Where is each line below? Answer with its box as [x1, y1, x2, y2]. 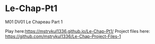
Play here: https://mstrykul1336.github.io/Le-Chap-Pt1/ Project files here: [5, 28, 150, 34]
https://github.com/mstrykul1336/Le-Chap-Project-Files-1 [5, 33, 121, 39]
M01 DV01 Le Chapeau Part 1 [5, 19, 63, 25]
